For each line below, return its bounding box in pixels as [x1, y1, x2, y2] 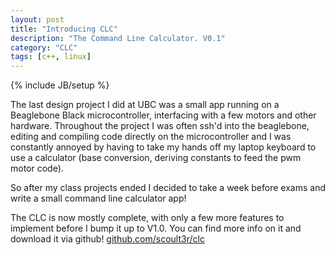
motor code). [10, 162, 64, 175]
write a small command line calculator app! [10, 192, 187, 205]
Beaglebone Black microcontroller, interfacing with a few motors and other [10, 109, 317, 121]
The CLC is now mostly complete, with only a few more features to [10, 212, 285, 224]
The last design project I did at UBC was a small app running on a [10, 99, 280, 111]
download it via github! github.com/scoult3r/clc [10, 233, 205, 245]
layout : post [10, 14, 65, 25]
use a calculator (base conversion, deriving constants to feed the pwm [10, 152, 302, 164]
